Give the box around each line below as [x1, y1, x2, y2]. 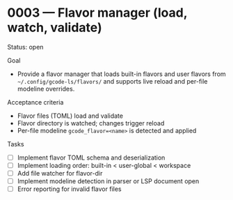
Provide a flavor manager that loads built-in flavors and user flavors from [17, 70, 226, 78]
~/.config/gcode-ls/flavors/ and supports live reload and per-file [17, 77, 208, 85]
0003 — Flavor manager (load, [7, 5, 188, 21]
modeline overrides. [17, 84, 75, 93]
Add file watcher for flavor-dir [17, 169, 103, 178]
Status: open [7, 43, 44, 51]
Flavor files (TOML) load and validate [17, 111, 124, 120]
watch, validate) [7, 20, 102, 36]
